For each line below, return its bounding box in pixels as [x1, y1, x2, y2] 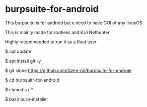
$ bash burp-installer [5, 96, 49, 102]
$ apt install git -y [5, 58, 41, 64]
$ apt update [5, 48, 31, 54]
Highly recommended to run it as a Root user [5, 38, 97, 45]
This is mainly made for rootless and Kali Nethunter [5, 29, 110, 35]
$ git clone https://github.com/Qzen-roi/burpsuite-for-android [5, 68, 132, 73]
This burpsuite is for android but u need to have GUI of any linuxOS [5, 20, 143, 26]
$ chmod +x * [5, 86, 33, 92]
